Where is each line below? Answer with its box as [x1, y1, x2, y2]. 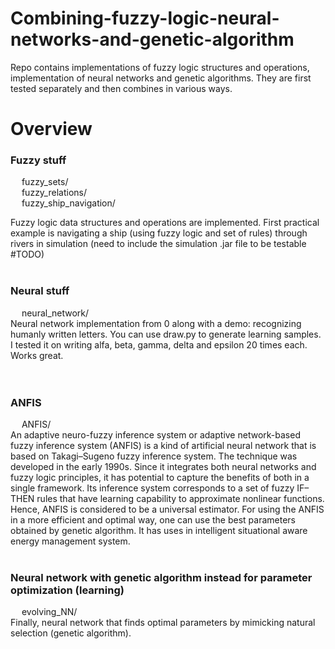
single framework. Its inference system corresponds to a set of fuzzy [10, 482, 295, 494]
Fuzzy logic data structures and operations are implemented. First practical [10, 217, 320, 229]
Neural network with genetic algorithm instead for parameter [10, 570, 313, 584]
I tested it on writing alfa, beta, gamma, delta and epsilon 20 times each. [10, 338, 308, 351]
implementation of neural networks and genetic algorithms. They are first [10, 72, 312, 84]
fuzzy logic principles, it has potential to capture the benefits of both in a [10, 472, 310, 484]
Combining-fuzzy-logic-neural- [10, 7, 280, 30]
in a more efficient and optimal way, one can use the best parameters [10, 514, 297, 526]
